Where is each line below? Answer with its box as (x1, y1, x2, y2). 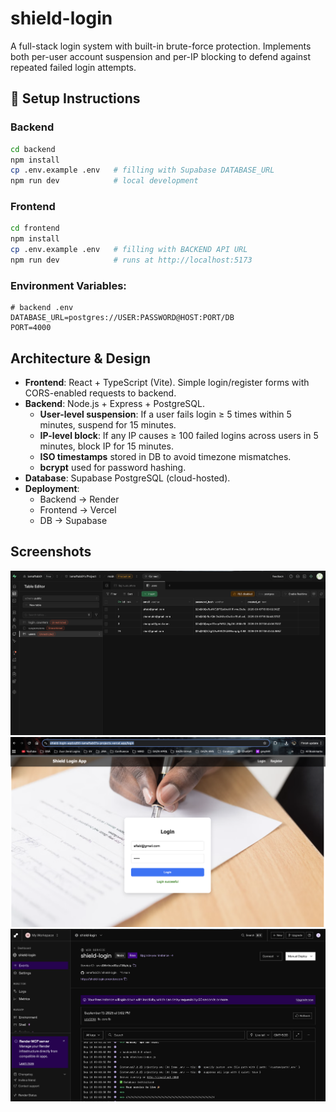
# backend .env (10, 303, 74, 313)
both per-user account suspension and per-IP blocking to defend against (10, 50, 312, 62)
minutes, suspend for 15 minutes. (39, 419, 177, 431)
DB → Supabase (39, 515, 108, 527)
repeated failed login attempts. (10, 61, 137, 73)
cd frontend (10, 223, 60, 234)
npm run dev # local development (10, 176, 199, 186)
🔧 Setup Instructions (10, 90, 141, 107)
